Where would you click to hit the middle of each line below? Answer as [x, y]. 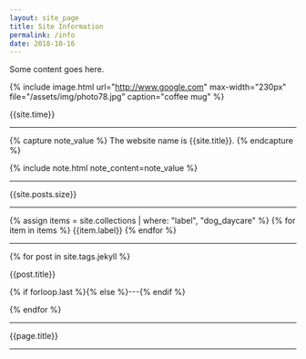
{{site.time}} [32, 114]
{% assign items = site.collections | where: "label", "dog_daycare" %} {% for [153, 221]
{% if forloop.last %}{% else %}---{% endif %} [98, 292]
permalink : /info [42, 35]
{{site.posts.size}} [43, 195]
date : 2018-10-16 [42, 43]
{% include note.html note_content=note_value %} [104, 168]
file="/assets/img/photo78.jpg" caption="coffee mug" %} [117, 97]
